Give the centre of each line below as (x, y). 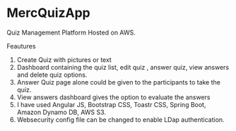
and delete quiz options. (52, 75)
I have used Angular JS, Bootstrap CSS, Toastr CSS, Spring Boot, (111, 104)
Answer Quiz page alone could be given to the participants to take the (118, 82)
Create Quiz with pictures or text (64, 60)
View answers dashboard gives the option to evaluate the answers (113, 97)
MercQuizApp (48, 13)
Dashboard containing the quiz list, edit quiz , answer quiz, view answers (123, 67)
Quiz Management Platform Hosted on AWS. (71, 32)
